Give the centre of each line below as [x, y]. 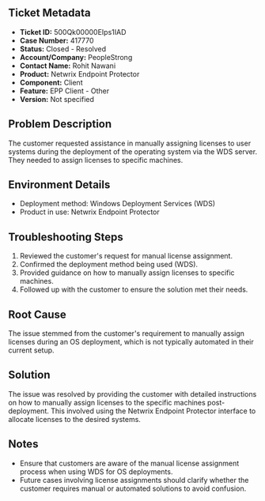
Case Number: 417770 [57, 40]
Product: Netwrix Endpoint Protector [79, 73]
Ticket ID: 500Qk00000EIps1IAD [73, 32]
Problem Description [60, 124]
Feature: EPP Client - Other [64, 91]
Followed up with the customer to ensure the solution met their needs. [134, 290]
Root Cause [38, 314]
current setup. [31, 350]
